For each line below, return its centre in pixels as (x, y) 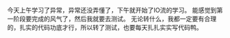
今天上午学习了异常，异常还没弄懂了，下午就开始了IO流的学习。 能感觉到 (112, 10)
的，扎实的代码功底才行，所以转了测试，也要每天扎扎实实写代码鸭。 (105, 27)
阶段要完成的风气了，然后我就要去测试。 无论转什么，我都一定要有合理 (115, 19)
